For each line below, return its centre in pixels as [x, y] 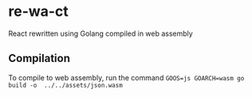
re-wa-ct [39, 12]
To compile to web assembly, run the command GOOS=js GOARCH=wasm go [126, 77]
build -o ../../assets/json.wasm [66, 85]
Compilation [39, 58]
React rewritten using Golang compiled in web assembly [100, 33]
